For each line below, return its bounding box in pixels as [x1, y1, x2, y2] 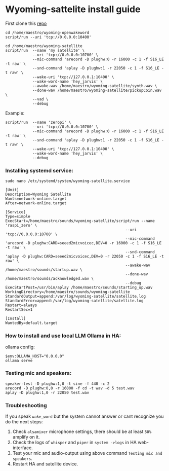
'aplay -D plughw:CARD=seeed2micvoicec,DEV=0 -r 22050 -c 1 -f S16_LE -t [5, 254, 164, 259]
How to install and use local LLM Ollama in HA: [5, 332, 121, 339]
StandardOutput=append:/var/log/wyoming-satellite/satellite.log [5, 294, 146, 299]
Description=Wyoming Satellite [5, 192, 71, 197]
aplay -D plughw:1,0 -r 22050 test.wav [5, 390, 90, 395]
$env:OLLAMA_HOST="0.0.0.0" [5, 353, 65, 358]
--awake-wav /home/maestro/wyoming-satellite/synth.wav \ [32, 83, 157, 88]
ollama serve [5, 358, 33, 363]
